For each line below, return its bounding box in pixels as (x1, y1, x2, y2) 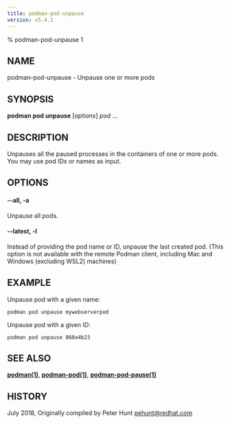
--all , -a (7, 196, 30, 204)
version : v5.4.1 (7, 16, 54, 23)
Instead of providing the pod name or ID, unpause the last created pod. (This (7, 242, 224, 251)
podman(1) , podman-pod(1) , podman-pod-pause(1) (7, 370, 157, 379)
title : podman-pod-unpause (7, 10, 84, 17)
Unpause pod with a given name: (7, 295, 101, 303)
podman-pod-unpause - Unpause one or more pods (7, 74, 155, 82)
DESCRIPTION (7, 131, 69, 143)
